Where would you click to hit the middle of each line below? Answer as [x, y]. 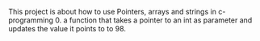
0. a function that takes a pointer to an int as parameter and [154, 20]
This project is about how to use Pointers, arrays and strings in [112, 12]
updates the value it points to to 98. [67, 29]
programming [31, 20]
